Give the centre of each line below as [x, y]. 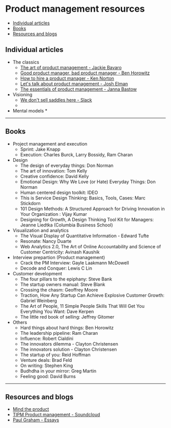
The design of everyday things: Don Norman [67, 165]
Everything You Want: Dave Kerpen [57, 311]
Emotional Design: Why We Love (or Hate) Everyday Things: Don [88, 182]
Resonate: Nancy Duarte [46, 241]
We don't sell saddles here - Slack [56, 100]
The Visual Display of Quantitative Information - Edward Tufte [84, 236]
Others [20, 322]
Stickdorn [30, 203]
